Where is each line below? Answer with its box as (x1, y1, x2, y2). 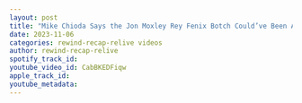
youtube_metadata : (9, 80, 78, 89)
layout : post (9, 13, 58, 22)
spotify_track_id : (9, 55, 78, 64)
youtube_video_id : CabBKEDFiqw (9, 64, 127, 73)
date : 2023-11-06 (9, 30, 75, 39)
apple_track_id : (9, 72, 70, 81)
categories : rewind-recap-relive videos (9, 38, 164, 47)
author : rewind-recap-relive (9, 47, 119, 56)
